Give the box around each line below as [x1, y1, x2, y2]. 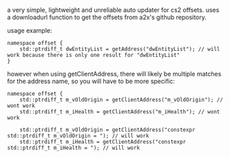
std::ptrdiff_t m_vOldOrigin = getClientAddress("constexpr [19, 126, 196, 133]
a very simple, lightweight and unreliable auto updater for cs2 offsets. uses [7, 6, 220, 14]
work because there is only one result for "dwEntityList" [7, 52, 180, 58]
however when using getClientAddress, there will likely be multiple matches [7, 70, 222, 78]
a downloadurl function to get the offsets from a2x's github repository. [7, 13, 207, 21]
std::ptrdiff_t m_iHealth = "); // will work [7, 144, 140, 151]
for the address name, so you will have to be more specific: [7, 77, 176, 85]
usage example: [7, 27, 52, 34]
